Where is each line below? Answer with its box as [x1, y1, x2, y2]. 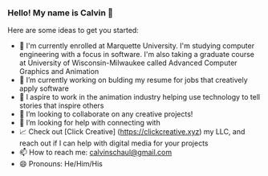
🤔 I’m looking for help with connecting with [18, 118, 161, 128]
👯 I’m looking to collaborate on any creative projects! [18, 109, 193, 119]
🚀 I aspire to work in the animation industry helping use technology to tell [18, 92, 261, 102]
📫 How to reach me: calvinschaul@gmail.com [18, 148, 173, 158]
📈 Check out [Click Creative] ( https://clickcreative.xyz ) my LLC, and [18, 127, 246, 137]
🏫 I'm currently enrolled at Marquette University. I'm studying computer [18, 41, 254, 51]
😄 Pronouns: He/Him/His [18, 159, 104, 169]
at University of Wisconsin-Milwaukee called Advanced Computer [18, 58, 238, 68]
